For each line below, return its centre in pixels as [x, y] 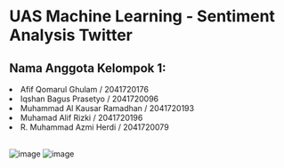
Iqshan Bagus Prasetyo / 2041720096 [89, 99]
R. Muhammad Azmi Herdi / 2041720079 [95, 127]
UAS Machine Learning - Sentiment [142, 16]
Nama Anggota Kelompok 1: [88, 68]
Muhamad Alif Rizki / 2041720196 [82, 118]
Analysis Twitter [71, 35]
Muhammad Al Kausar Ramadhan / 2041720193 [107, 108]
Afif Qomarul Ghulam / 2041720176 [85, 89]
